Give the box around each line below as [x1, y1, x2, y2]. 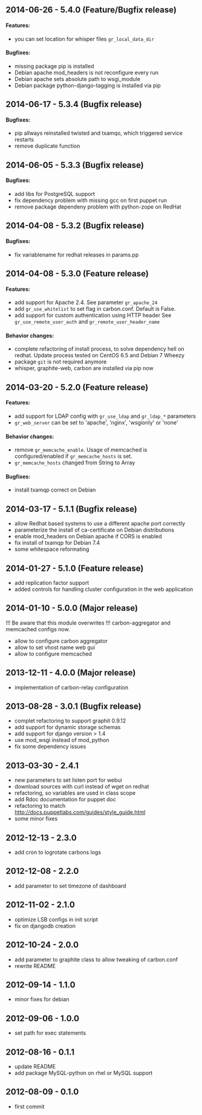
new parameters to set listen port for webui [14, 776, 122, 784]
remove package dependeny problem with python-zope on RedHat [14, 203, 182, 210]
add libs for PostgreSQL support [14, 190, 95, 197]
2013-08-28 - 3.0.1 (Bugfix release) [5, 701, 142, 712]
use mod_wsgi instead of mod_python [14, 736, 109, 744]
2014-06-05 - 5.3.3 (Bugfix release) [5, 160, 144, 170]
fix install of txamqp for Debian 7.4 [14, 539, 100, 547]
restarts [14, 136, 34, 143]
